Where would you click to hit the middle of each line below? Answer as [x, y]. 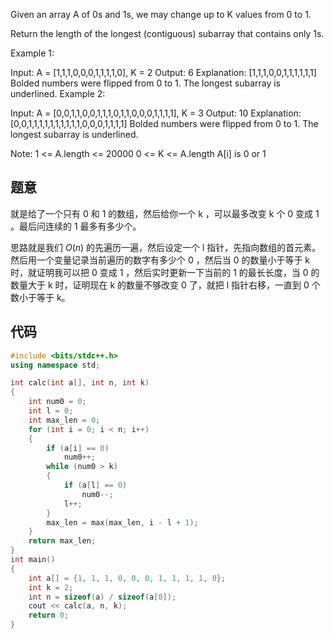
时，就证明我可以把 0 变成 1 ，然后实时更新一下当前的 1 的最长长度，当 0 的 [165, 272]
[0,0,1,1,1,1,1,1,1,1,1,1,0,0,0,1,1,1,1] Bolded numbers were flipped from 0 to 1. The [164, 123]
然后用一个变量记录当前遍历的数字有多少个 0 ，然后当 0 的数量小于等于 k [160, 260]
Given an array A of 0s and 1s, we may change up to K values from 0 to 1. [161, 14]
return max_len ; [62, 541]
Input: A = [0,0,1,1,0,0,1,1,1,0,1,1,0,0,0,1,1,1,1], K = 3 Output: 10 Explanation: [156, 113]
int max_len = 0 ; [64, 420]
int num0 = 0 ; [57, 402]
